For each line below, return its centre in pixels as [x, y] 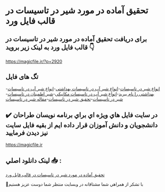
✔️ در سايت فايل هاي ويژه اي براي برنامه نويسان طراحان [82, 115]
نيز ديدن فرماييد [27, 133]
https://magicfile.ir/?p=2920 [34, 61]
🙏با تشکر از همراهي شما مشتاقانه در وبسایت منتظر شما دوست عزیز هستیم [74, 184]
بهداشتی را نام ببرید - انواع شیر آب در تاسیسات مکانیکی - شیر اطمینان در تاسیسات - [80, 94]
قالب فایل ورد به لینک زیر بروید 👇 [50, 47]
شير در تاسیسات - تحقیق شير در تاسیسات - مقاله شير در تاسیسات [64, 99]
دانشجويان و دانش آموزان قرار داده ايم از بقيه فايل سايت [82, 125]
